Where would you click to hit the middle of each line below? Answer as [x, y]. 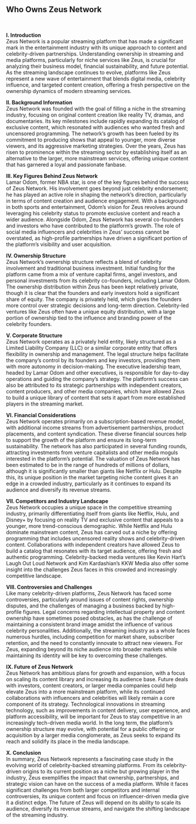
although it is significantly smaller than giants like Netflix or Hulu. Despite [94, 471]
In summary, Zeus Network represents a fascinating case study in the [90, 759]
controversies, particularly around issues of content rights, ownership [90, 599]
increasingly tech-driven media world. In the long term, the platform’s [90, 723]
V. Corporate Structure [34, 335]
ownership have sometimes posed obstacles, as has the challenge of [89, 618]
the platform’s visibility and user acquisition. [59, 244]
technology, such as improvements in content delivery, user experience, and [98, 710]
